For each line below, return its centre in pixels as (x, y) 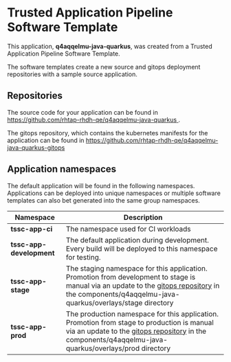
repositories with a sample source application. (72, 74)
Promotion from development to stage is (131, 277)
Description (143, 217)
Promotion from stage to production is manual (140, 322)
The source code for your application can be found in (82, 112)
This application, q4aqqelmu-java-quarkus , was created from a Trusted (110, 46)
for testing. (83, 257)
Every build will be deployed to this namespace (142, 249)
